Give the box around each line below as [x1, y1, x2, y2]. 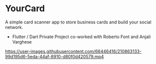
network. [5, 24, 24, 30]
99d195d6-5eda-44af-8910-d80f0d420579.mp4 [5, 53, 104, 59]
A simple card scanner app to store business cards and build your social [5, 19, 152, 25]
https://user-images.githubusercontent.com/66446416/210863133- [5, 48, 142, 54]
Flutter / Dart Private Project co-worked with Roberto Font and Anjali [12, 34, 151, 40]
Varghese [12, 39, 32, 44]
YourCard [5, 3, 45, 14]
